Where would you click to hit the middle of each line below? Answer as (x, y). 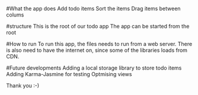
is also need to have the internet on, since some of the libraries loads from (97, 50)
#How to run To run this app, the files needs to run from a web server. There (99, 44)
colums (15, 15)
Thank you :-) (23, 86)
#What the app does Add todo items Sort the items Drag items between (93, 9)
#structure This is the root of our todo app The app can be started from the (98, 26)
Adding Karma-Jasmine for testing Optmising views (69, 74)
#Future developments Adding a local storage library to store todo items (94, 68)
